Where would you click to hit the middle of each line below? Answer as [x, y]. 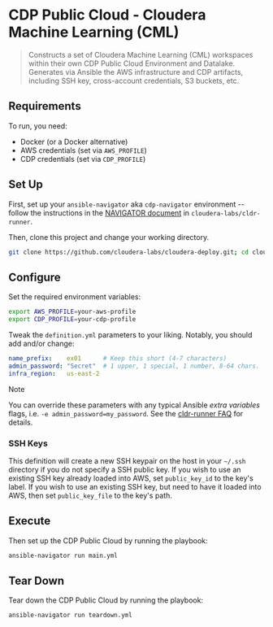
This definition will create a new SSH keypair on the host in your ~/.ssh [127, 460]
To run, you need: [38, 126]
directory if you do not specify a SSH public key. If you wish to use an [125, 469]
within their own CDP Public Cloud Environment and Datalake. [132, 63]
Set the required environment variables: [75, 297]
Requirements [45, 106]
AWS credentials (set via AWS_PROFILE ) [84, 150]
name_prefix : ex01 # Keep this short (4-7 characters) [118, 359]
